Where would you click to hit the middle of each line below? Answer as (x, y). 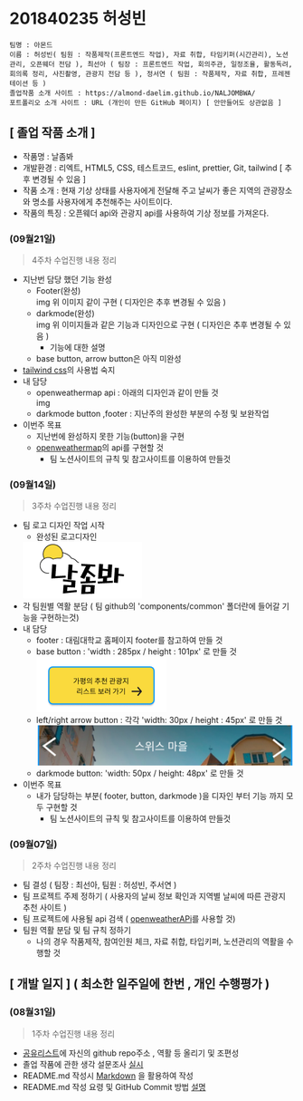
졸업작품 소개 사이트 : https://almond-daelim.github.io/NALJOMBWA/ (133, 93)
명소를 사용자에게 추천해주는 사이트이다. (103, 201)
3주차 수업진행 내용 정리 (74, 506)
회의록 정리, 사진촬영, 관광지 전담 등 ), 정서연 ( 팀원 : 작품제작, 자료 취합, (139, 73)
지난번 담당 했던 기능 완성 (67, 280)
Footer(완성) (58, 291)
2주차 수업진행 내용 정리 (74, 865)
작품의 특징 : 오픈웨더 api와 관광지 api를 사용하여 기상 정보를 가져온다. (146, 213)
